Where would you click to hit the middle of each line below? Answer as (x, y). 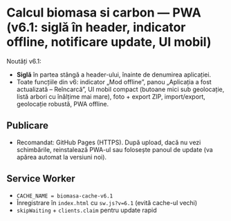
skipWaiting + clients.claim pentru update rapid (86, 210)
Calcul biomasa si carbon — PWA (104, 13)
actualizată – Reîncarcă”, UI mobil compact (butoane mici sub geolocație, (120, 89)
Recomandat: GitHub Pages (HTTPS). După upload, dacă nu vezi (109, 142)
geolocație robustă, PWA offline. (62, 104)
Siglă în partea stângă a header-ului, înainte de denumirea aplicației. (114, 75)
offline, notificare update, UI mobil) (109, 42)
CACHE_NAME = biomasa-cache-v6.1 (65, 196)
